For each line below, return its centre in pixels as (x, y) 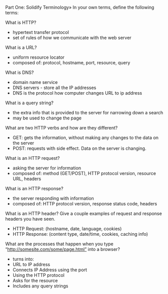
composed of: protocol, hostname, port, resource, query (71, 62)
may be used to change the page (47, 118)
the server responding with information (53, 198)
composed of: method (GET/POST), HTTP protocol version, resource (84, 173)
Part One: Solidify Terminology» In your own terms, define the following (80, 7)
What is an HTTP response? (34, 188)
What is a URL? (21, 47)
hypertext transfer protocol (41, 32)
